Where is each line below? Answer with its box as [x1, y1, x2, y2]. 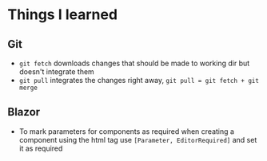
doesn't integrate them [18, 67, 95, 77]
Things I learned [7, 6, 118, 24]
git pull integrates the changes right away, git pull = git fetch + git [18, 76, 259, 84]
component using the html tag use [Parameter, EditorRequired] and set [18, 135, 257, 144]
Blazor [7, 105, 41, 119]
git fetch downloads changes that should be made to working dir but [18, 58, 250, 68]
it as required [18, 143, 63, 153]
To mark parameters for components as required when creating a [18, 126, 235, 136]
